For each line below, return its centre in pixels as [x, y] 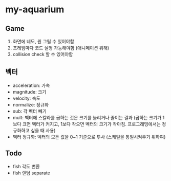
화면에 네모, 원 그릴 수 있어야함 [43, 41]
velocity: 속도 [27, 98]
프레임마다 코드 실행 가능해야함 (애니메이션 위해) [61, 48]
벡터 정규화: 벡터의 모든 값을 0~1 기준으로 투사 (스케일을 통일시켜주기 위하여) [89, 137]
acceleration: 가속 [31, 85]
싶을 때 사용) [43, 130]
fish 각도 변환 [26, 166]
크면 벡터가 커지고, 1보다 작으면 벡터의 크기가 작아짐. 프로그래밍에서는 [92, 124]
